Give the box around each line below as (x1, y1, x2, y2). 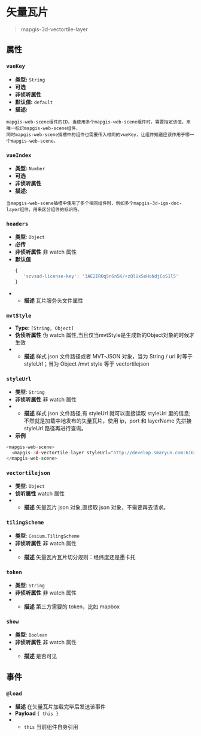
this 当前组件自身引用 (23, 723, 79, 730)
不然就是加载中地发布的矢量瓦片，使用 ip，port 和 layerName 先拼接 (23, 417, 192, 424)
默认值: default (14, 98, 53, 105)
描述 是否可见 (23, 653, 57, 660)
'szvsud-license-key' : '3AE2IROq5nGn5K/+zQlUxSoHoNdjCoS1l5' (23, 273, 179, 279)
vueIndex (6, 152, 32, 159)
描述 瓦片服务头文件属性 (23, 297, 84, 304)
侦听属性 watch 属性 (14, 490, 65, 497)
